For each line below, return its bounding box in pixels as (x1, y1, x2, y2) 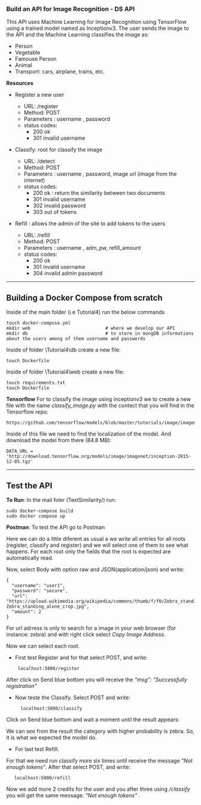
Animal (14, 62, 32, 69)
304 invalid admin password (32, 270, 103, 277)
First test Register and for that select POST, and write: (14, 654, 148, 661)
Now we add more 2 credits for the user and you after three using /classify (6, 785, 190, 792)
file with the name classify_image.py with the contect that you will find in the (6, 402, 194, 409)
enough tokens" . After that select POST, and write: (6, 763, 130, 770)
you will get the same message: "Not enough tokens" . (6, 791, 141, 799)
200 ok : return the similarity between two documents (32, 189, 166, 197)
